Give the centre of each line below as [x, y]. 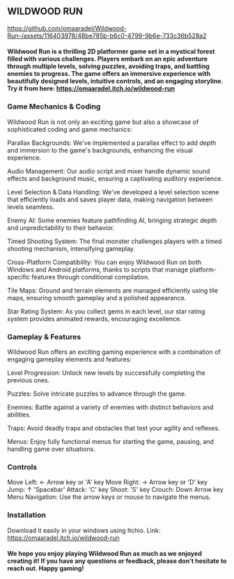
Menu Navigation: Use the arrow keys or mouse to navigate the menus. [109, 497]
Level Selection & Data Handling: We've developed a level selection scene [113, 192]
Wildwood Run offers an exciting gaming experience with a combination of [114, 352]
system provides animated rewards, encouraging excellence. [95, 318]
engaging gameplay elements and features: [70, 359]
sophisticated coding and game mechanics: [70, 129]
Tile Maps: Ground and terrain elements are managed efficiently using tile [112, 290]
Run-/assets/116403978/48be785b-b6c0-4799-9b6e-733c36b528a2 [107, 36]
